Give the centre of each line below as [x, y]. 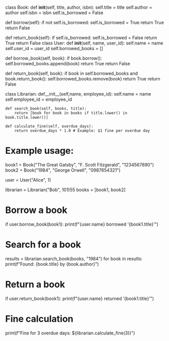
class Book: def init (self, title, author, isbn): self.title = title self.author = [79, 7]
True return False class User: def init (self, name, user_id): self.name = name [84, 43]
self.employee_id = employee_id [39, 99]
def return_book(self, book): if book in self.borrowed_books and [72, 73]
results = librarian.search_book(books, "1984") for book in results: [74, 259]
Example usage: [40, 151]
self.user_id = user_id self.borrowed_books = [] [54, 48]
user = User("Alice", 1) [28, 180]
